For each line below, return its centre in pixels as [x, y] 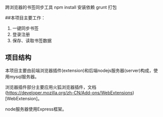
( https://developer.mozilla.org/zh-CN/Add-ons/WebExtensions [69, 92]
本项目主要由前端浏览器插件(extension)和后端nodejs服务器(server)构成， [79, 70]
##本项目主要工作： [25, 18]
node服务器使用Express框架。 [36, 109]
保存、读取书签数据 [32, 40]
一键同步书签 [25, 28]
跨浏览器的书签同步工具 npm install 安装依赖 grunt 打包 [61, 7]
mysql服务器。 [24, 77]
